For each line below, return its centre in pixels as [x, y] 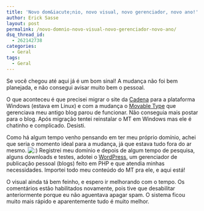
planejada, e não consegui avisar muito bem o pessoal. [76, 87]
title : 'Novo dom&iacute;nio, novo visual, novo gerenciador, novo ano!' [103, 12]
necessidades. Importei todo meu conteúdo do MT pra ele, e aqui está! [96, 170]
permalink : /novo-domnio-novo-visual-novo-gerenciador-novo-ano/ [91, 29]
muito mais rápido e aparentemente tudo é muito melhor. [78, 201]
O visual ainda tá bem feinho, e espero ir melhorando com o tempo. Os [96, 182]
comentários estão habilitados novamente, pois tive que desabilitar [91, 188]
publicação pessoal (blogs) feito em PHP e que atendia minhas [85, 163]
